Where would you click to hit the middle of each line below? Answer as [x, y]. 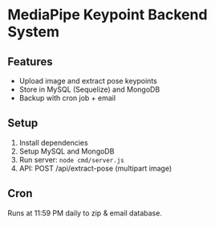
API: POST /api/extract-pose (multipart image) [95, 168]
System [34, 32]
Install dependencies [54, 142]
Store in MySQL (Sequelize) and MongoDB [89, 89]
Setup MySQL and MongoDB [67, 151]
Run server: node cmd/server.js [72, 159]
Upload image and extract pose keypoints [88, 81]
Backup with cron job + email [67, 98]
